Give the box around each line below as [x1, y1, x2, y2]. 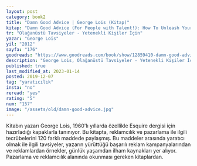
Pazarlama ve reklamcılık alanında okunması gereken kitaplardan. [6, 153, 164, 161]
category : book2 [6, 14, 46, 20]
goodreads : [6, 52, 33, 58]
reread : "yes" [6, 90, 41, 96]
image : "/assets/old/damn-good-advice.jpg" [6, 106, 114, 112]
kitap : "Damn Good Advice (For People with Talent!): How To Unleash [6, 25, 180, 31]
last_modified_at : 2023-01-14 [6, 68, 80, 74]
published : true [6, 63, 46, 69]
